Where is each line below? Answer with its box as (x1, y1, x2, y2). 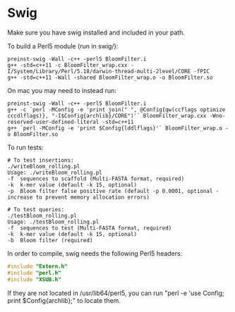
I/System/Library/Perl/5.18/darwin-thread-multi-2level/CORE (7, 68, 191, 75)
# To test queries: (7, 206, 65, 213)
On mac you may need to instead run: (7, 86, 116, 94)
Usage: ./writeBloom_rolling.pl (7, 169, 102, 176)
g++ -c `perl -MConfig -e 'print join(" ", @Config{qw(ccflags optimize (7, 106, 226, 113)
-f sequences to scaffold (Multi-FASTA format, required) (7, 175, 185, 182)
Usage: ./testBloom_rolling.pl (7, 218, 100, 225)
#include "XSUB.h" (7, 276, 61, 283)
